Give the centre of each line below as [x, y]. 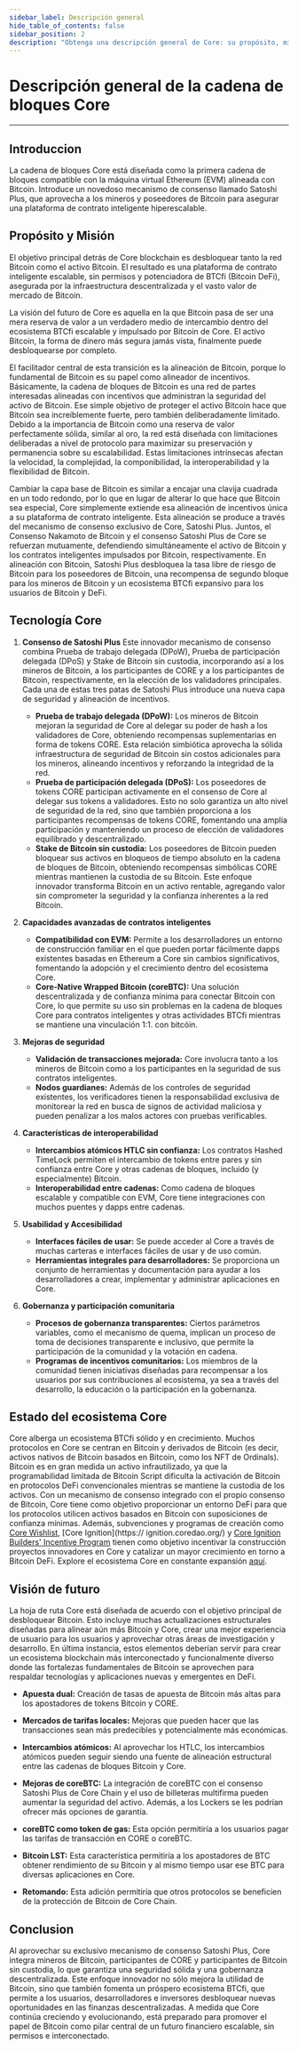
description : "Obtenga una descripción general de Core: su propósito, [144, 42]
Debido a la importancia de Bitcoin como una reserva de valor [122, 424]
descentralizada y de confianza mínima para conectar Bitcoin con [155, 996]
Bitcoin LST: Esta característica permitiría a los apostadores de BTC [146, 1856]
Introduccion [46, 149]
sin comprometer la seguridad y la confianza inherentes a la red [152, 896]
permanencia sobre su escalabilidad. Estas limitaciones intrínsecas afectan [146, 452]
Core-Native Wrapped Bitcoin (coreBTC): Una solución [137, 986]
